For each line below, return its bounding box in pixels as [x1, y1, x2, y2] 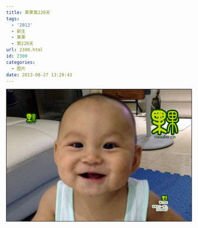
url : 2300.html [6, 47, 44, 53]
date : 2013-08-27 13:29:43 [6, 71, 72, 78]
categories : [6, 59, 35, 65]
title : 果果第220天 [6, 9, 51, 15]
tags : [6, 15, 19, 22]
